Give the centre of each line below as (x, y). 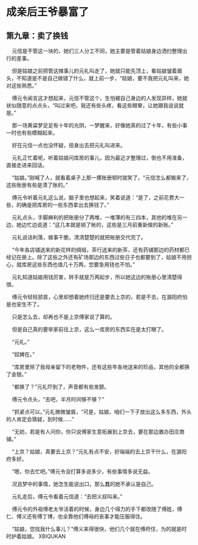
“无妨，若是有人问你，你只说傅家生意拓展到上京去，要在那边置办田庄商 (98, 432)
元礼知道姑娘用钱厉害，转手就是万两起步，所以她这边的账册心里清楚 (94, 277)
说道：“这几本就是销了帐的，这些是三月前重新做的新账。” (105, 225)
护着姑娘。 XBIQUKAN (38, 536)
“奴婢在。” (23, 354)
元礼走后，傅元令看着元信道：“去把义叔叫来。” (67, 496)
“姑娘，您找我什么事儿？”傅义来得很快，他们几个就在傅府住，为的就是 (97, 529)
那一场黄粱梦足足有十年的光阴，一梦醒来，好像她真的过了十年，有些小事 (99, 125)
